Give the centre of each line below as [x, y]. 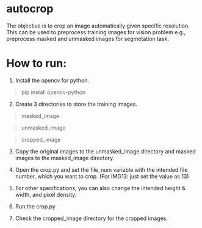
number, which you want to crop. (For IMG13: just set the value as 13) [102, 176]
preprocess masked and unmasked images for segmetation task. [88, 39]
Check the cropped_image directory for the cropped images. [91, 218]
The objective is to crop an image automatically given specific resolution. [98, 26]
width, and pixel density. [46, 194]
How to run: [37, 64]
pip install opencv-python [53, 92]
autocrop [30, 9]
